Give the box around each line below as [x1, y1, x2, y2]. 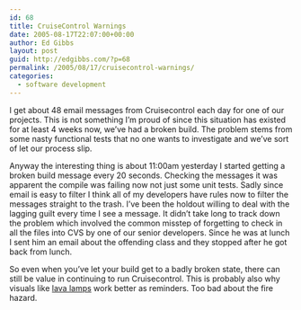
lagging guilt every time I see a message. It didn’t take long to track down [9, 208, 280, 218]
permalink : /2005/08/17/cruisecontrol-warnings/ [9, 64, 195, 73]
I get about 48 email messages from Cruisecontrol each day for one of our [9, 104, 285, 115]
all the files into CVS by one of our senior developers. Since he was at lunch [9, 226, 290, 238]
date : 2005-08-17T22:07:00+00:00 [9, 30, 135, 39]
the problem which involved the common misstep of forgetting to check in [9, 217, 283, 228]
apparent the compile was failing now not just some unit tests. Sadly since [9, 179, 284, 190]
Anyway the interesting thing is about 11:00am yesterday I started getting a [9, 160, 286, 171]
